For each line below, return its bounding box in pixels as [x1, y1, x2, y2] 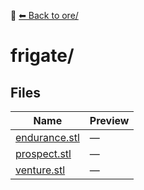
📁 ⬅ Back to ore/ [10, 10, 79, 21]
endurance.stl [15, 131, 80, 144]
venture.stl [15, 163, 66, 177]
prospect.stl [15, 147, 72, 160]
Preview [89, 114, 130, 127]
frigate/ [10, 45, 75, 67]
